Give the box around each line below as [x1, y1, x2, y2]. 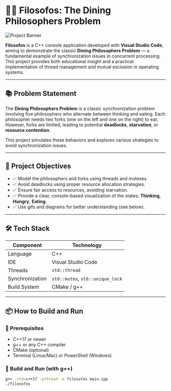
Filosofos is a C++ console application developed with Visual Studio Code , [5, 42, 164, 48]
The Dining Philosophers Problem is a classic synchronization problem [5, 105, 155, 111]
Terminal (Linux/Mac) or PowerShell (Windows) [12, 352, 112, 358]
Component [12, 242, 42, 249]
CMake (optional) [12, 347, 49, 353]
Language [8, 250, 32, 258]
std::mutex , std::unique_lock [51, 275, 123, 282]
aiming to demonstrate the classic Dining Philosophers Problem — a [5, 47, 150, 53]
